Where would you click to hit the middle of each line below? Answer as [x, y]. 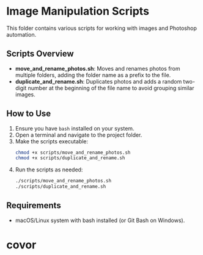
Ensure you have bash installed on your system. [75, 128]
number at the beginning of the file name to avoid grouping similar [111, 88]
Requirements [34, 206]
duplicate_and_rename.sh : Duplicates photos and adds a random [98, 81]
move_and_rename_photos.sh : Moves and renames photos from [98, 68]
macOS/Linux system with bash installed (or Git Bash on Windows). [100, 220]
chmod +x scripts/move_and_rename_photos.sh [73, 153]
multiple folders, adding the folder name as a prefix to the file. [93, 75]
